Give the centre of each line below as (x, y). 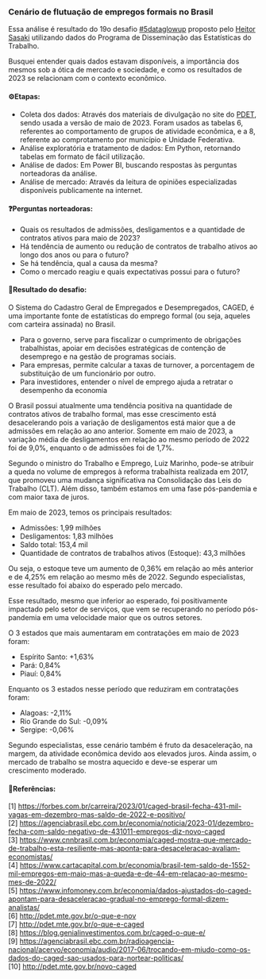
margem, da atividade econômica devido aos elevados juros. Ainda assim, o (133, 754)
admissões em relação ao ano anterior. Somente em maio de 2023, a (121, 430)
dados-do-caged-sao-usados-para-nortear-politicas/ (96, 958)
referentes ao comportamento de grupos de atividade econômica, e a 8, (137, 131)
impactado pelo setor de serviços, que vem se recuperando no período (125, 609)
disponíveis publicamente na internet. (81, 190)
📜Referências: (32, 788)
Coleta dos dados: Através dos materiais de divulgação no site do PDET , (138, 114)
